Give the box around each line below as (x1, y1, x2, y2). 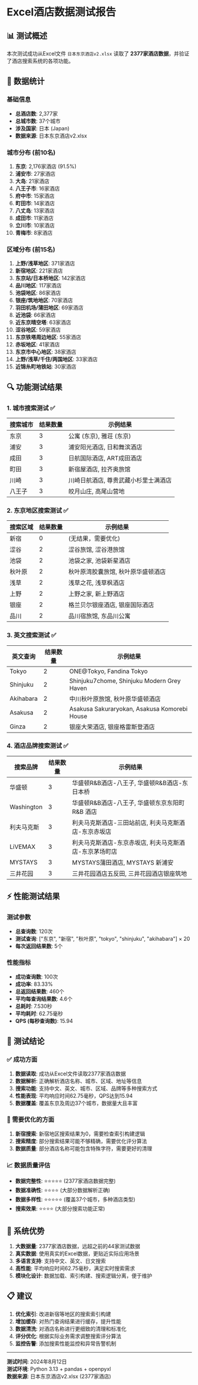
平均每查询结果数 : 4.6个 (15, 995, 73, 1002)
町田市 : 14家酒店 (15, 199, 55, 206)
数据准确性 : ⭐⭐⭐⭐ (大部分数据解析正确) (15, 1187, 110, 1194)
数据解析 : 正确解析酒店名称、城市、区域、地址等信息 (15, 1077, 142, 1084)
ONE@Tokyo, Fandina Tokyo (69, 667, 148, 675)
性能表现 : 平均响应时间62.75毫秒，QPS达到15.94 (15, 1092, 133, 1099)
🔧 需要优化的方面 (6, 1115, 55, 1124)
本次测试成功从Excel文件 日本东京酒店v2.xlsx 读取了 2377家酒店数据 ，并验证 (6, 50, 190, 57)
